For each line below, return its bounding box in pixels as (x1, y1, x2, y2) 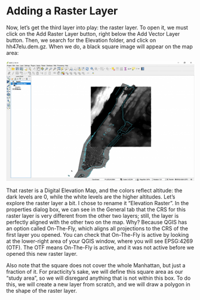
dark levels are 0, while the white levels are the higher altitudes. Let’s (6, 193, 176, 200)
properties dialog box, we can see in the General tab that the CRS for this (6, 206, 186, 213)
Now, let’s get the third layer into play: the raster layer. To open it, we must (6, 24, 188, 31)
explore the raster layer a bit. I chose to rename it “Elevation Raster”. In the (6, 199, 189, 206)
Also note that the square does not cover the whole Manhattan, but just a (6, 261, 186, 269)
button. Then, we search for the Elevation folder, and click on (6, 36, 156, 44)
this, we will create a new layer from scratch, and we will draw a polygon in (6, 280, 190, 287)
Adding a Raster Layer (6, 4, 118, 18)
